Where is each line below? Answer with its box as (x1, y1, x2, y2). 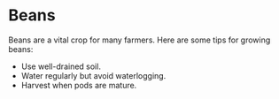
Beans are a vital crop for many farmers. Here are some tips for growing (8, 34, 271, 45)
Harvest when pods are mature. (20, 80, 137, 90)
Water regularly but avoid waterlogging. (20, 70, 167, 80)
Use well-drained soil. (20, 61, 101, 72)
